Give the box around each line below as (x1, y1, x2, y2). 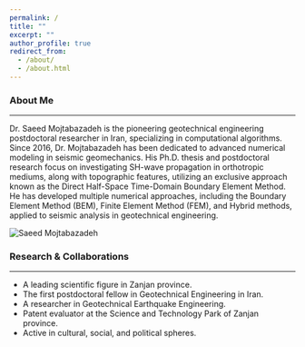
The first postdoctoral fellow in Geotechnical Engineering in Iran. (22, 289, 264, 300)
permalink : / (9, 13, 59, 23)
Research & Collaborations (9, 251, 130, 263)
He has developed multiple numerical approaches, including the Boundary (9, 191, 287, 202)
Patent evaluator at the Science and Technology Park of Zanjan (22, 308, 260, 319)
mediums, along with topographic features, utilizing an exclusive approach (9, 172, 288, 183)
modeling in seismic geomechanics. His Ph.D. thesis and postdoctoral (9, 152, 270, 164)
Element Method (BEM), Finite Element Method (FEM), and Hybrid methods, (9, 201, 292, 212)
